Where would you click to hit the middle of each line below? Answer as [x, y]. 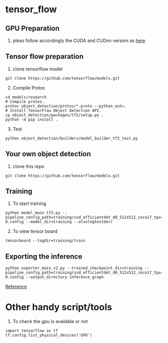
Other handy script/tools [59, 307]
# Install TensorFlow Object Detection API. [53, 110]
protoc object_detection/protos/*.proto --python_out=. [66, 106]
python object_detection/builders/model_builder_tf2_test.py [72, 138]
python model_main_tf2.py [33, 213]
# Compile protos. [25, 101]
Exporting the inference [44, 256]
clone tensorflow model [38, 69]
